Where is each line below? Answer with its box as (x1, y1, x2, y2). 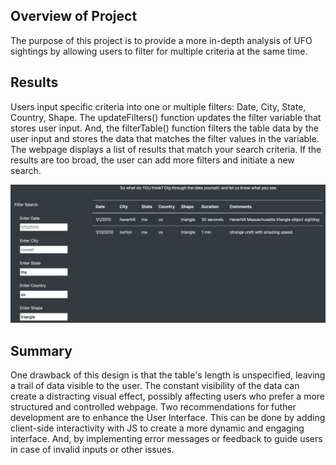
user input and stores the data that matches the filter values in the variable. (10, 132, 320, 144)
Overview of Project (10, 8, 138, 25)
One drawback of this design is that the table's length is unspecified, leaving (10, 369, 326, 381)
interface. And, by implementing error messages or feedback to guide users (10, 432, 323, 444)
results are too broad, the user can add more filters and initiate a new (10, 154, 295, 166)
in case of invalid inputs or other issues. (10, 443, 175, 455)
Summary (10, 342, 73, 359)
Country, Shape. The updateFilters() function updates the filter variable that (10, 111, 322, 123)
